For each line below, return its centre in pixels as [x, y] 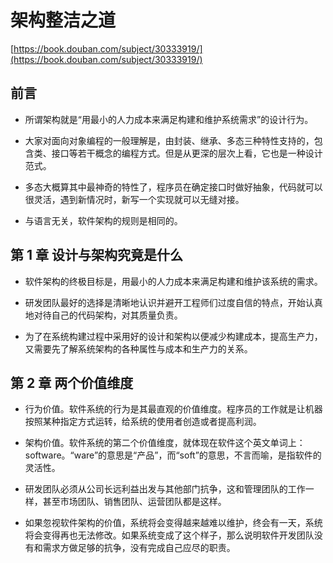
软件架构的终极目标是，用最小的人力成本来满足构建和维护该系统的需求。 [173, 281]
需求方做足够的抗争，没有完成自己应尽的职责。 [139, 548]
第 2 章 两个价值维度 [72, 382]
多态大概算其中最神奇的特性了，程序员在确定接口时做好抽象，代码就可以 [173, 187]
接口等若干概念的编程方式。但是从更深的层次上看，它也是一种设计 [187, 153]
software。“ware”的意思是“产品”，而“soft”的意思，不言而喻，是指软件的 [173, 455]
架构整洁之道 [63, 20]
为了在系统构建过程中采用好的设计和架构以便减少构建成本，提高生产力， [173, 336]
